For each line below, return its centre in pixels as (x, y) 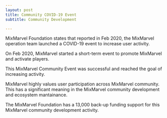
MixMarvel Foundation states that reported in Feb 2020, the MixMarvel (80, 38)
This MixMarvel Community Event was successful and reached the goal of (84, 69)
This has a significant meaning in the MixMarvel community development (82, 90)
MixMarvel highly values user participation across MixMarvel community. (82, 84)
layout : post (19, 10)
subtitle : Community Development (41, 19)
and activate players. (27, 59)
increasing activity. (25, 74)
